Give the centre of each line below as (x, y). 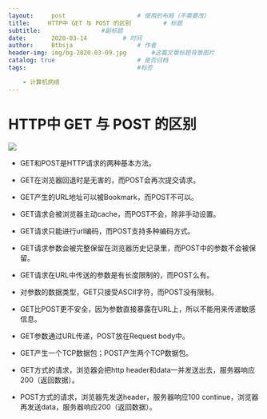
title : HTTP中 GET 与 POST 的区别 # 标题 (96, 23)
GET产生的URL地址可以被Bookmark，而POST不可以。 (109, 197)
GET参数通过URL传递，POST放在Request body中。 (104, 336)
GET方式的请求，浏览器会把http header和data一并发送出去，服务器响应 (137, 369)
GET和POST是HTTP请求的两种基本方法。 (88, 163)
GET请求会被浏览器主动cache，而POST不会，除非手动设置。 (120, 213)
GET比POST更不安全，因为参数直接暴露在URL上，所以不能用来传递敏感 (137, 309)
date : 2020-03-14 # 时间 (75, 38)
